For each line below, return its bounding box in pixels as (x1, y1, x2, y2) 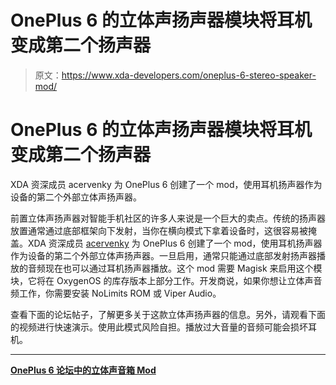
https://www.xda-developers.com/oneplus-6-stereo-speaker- (61, 69, 317, 81)
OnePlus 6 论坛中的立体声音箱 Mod (10, 364, 157, 376)
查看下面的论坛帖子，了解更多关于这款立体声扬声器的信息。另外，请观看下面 (10, 308, 326, 320)
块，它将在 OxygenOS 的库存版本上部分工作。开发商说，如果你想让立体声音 (10, 274, 323, 286)
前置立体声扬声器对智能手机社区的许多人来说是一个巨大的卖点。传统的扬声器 (10, 212, 326, 224)
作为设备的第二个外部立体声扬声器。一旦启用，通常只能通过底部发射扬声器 (10, 249, 317, 261)
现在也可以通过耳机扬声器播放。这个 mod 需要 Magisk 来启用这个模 (44, 262, 323, 274)
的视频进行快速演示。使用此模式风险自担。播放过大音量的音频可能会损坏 (10, 321, 308, 333)
